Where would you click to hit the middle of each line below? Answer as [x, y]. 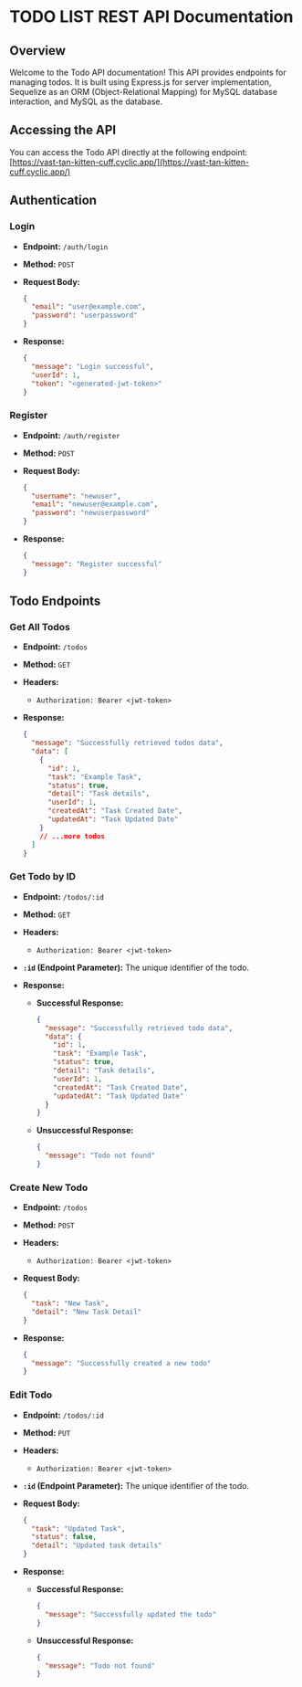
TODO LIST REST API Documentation [151, 17]
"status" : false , [64, 1537]
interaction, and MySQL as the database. [86, 101]
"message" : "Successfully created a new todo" [121, 1363]
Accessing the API [63, 130]
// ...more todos [73, 836]
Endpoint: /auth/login [65, 246]
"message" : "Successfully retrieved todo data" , [139, 1028]
